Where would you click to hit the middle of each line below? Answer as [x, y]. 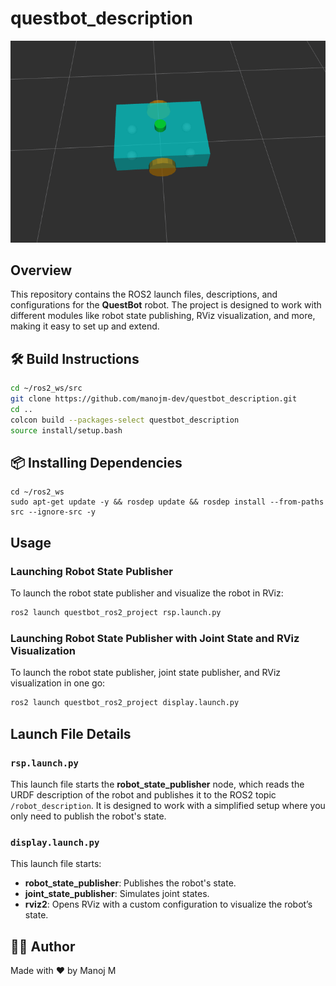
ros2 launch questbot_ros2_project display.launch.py [125, 703]
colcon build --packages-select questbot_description [125, 420]
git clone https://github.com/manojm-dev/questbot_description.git [154, 399]
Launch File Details [71, 733]
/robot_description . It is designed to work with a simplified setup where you [168, 805]
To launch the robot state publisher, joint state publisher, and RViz [146, 673]
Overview [41, 270]
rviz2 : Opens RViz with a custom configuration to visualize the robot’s [168, 904]
